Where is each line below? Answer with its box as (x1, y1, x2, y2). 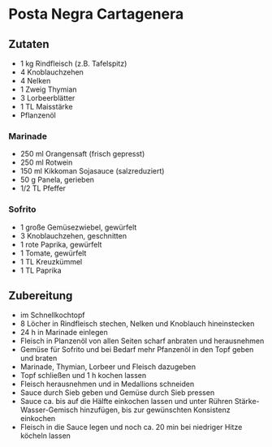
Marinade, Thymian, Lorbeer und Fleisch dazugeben (19, 362, 196, 372)
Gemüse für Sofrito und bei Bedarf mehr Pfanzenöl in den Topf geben (19, 345, 254, 355)
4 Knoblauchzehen (19, 67, 84, 77)
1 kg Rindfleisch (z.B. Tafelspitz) (19, 58, 127, 68)
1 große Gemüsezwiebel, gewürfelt (19, 222, 137, 232)
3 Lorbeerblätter (19, 93, 76, 102)
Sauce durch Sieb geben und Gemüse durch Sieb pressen (19, 388, 215, 398)
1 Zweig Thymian (19, 84, 77, 94)
